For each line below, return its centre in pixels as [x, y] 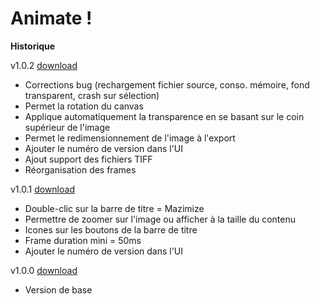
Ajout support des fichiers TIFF [88, 159]
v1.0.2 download [44, 65]
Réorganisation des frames [80, 169]
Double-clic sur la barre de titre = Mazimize [114, 208]
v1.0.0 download [44, 270]
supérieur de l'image [67, 127]
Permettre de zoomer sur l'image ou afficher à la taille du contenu [160, 219]
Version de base [58, 289]
